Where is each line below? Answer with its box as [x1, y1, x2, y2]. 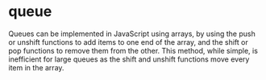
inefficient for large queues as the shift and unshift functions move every [8, 54, 250, 64]
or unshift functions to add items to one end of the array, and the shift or [8, 37, 248, 46]
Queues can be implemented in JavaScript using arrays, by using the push [8, 29, 256, 38]
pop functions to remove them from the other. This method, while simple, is [8, 46, 258, 55]
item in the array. [8, 62, 64, 72]
